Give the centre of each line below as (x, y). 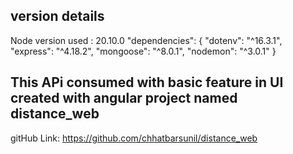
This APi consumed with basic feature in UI (147, 82)
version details (57, 16)
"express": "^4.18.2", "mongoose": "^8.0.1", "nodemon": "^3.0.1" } (143, 51)
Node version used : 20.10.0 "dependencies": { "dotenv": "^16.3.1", (146, 40)
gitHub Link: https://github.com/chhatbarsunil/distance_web (134, 138)
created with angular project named (124, 98)
